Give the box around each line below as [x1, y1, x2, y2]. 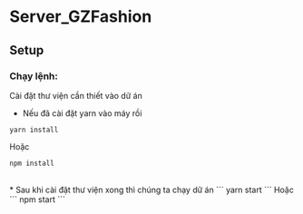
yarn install [9, 125, 59, 134]
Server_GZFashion [9, 6, 152, 27]
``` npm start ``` [9, 193, 65, 205]
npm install [9, 159, 54, 168]
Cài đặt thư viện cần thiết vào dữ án [9, 90, 142, 101]
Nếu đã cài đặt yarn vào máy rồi [22, 107, 142, 119]
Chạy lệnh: [9, 70, 59, 83]
